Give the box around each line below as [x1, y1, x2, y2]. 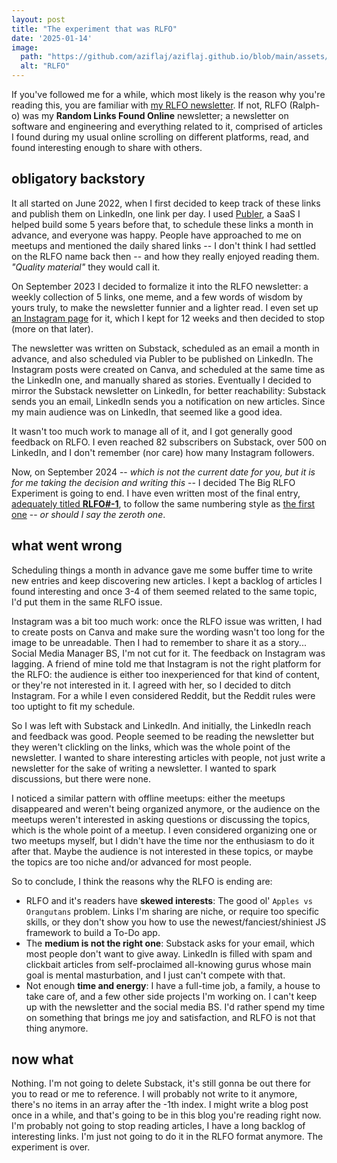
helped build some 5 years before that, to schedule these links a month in [11, 218, 314, 230]
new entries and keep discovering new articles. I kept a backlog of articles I [11, 574, 323, 586]
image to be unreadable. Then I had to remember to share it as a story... [11, 636, 307, 648]
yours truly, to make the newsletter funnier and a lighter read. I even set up [11, 301, 319, 313]
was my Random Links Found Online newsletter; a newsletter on [22, 110, 289, 121]
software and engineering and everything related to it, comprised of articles [11, 121, 324, 132]
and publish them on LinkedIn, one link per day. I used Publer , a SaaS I [11, 207, 301, 220]
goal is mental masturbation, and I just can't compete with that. [25, 969, 286, 981]
